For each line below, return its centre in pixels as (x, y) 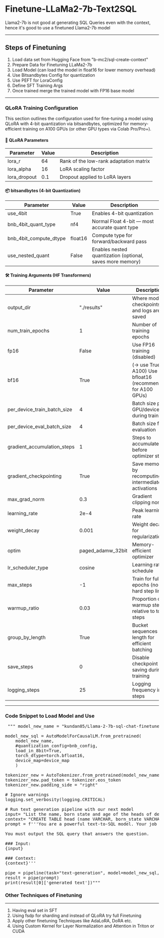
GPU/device (146, 409)
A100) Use (145, 371)
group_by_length (27, 637)
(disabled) (144, 357)
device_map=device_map (42, 760)
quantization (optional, (118, 256)
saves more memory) (116, 262)
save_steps (20, 667)
